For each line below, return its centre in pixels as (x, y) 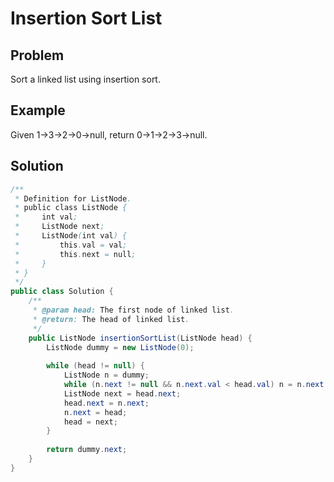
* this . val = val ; (71, 245)
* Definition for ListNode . (73, 198)
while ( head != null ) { (95, 366)
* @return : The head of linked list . (111, 319)
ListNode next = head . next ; (122, 393)
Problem (37, 55)
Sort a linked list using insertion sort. (85, 79)
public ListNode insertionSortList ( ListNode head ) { (140, 338)
